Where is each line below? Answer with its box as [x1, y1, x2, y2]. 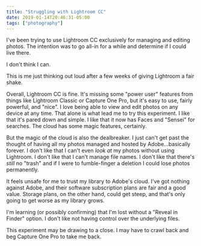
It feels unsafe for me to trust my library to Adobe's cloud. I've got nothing [6, 178, 190, 185]
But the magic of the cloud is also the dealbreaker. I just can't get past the [6, 134, 190, 141]
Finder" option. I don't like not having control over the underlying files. [6, 215, 180, 223]
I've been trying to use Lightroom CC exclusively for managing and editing [6, 37, 191, 44]
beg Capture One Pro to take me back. [6, 233, 102, 241]
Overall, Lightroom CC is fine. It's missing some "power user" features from [6, 91, 194, 98]
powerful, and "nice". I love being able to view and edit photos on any [6, 103, 179, 111]
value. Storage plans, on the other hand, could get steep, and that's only [6, 191, 185, 198]
